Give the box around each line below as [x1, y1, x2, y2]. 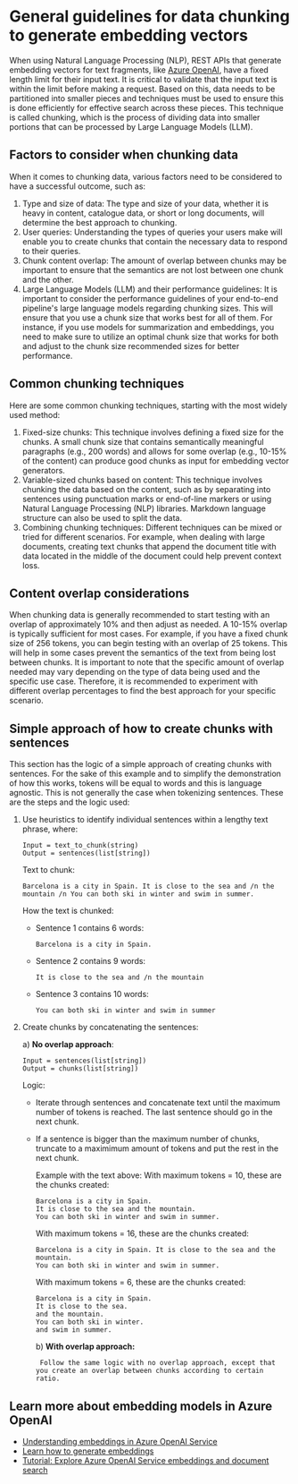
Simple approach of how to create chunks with [9, 721, 274, 736]
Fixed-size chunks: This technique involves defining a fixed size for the [21, 427, 284, 438]
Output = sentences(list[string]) [21, 849, 151, 858]
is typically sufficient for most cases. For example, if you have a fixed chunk [9, 628, 288, 639]
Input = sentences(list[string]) [21, 1056, 147, 1066]
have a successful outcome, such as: [9, 181, 145, 192]
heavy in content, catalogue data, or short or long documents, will [21, 208, 265, 218]
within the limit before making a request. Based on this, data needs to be [9, 83, 276, 94]
